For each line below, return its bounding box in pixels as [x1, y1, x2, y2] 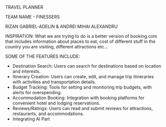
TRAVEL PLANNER [5, 4, 43, 10]
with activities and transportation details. [12, 79, 96, 85]
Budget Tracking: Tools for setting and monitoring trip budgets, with [12, 84, 152, 90]
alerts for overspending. [12, 90, 62, 95]
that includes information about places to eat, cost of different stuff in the [5, 38, 156, 44]
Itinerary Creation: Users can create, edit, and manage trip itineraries [12, 74, 154, 79]
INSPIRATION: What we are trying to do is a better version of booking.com [5, 33, 158, 39]
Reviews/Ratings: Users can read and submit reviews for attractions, [12, 106, 153, 111]
